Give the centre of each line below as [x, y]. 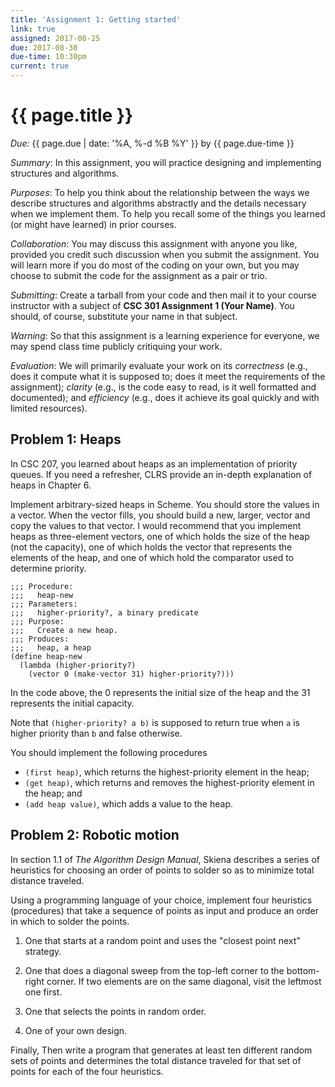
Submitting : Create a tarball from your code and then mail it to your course [163, 295]
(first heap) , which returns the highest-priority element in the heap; [167, 772]
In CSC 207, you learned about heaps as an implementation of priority [154, 463]
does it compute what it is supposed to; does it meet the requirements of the [168, 376]
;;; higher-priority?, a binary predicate [104, 612]
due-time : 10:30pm [48, 57]
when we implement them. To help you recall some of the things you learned [168, 213]
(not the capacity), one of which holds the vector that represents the [151, 547]
